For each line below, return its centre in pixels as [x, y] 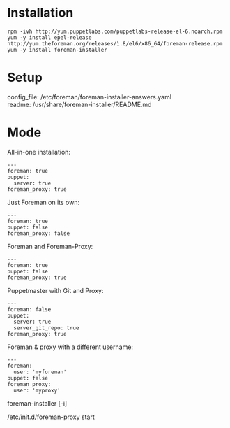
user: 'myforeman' [40, 372]
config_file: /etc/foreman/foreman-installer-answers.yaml [90, 97]
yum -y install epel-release [49, 37]
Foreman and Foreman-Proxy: [50, 246]
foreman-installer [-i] [37, 403]
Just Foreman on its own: [44, 202]
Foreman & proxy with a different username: [70, 347]
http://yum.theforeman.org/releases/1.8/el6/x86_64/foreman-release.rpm [115, 43]
